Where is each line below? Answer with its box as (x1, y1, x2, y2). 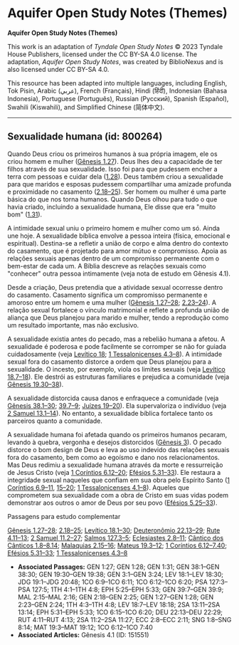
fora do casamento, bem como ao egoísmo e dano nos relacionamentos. (7, 453, 220, 461)
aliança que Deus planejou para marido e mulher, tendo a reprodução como (7, 313, 229, 322)
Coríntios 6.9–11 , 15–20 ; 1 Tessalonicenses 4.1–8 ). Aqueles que (7, 483, 190, 492)
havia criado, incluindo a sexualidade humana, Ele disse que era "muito (7, 202, 216, 211)
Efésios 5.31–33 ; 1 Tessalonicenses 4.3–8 (7, 548, 128, 557)
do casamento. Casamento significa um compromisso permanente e (7, 290, 208, 299)
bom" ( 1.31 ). (7, 210, 43, 219)
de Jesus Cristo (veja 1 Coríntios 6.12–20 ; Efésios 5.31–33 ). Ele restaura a (7, 468, 221, 476)
